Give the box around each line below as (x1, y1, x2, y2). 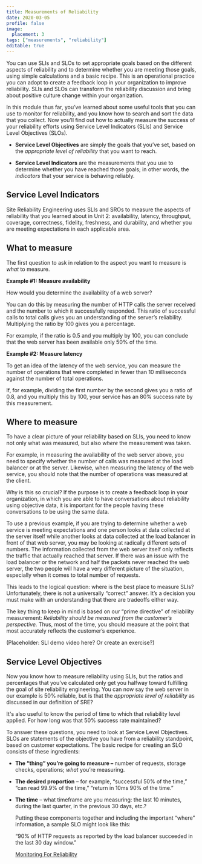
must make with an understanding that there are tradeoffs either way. (6, 596, 179, 604)
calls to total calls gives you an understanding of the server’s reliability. (6, 313, 183, 321)
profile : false (6, 20, 45, 26)
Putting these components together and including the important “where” (15, 814, 195, 821)
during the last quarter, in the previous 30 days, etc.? (15, 803, 147, 810)
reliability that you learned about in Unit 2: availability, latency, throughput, (6, 212, 191, 219)
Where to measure (6, 417, 77, 427)
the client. (6, 477, 31, 485)
